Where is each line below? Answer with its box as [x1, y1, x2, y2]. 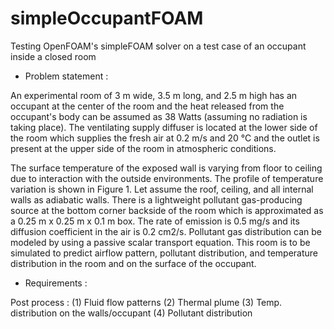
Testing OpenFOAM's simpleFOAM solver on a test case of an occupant [10, 40, 307, 52]
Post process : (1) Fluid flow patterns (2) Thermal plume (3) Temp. [10, 296, 283, 308]
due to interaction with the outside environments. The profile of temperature [10, 172, 324, 184]
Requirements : [24, 277, 88, 289]
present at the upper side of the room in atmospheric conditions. [10, 142, 277, 154]
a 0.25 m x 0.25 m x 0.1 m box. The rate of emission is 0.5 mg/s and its [10, 215, 300, 227]
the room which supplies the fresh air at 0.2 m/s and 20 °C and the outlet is [10, 132, 320, 144]
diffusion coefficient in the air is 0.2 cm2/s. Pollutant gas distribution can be [10, 225, 322, 237]
